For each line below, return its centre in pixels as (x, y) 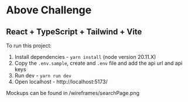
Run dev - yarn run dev (43, 75)
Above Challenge (49, 10)
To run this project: (29, 45)
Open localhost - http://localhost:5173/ (61, 82)
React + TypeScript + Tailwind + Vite (74, 32)
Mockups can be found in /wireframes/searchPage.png (73, 93)
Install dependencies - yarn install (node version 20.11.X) (85, 57)
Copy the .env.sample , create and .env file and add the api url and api (98, 63)
